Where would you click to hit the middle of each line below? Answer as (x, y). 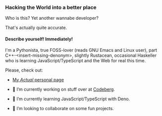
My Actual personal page (38, 79)
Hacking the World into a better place (51, 7)
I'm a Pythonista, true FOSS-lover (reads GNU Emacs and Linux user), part (81, 50)
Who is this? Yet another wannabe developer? (52, 18)
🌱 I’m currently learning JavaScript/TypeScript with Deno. (71, 99)
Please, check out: (24, 70)
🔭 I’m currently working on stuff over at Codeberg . (64, 89)
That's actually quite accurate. (36, 28)
